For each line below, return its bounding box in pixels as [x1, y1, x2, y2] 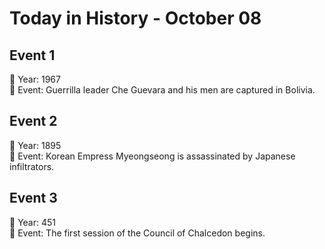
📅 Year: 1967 [9, 73, 61, 85]
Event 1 [9, 47, 56, 64]
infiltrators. [9, 160, 55, 172]
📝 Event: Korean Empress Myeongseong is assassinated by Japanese [9, 150, 296, 162]
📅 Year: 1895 [9, 139, 62, 151]
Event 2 [9, 113, 58, 130]
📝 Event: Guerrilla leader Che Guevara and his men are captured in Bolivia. [9, 84, 316, 96]
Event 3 [9, 190, 58, 207]
